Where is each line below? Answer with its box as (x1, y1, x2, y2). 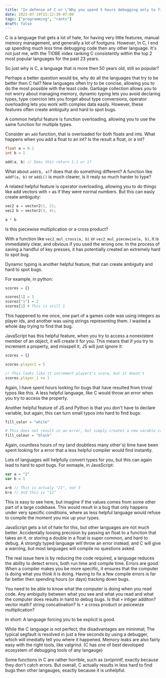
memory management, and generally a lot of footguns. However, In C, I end (5, 40, 158, 46)
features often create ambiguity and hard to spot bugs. (5, 107, 117, 113)
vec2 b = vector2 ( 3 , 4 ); (5, 208, 56, 213)
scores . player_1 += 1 (5, 375, 50, 380)
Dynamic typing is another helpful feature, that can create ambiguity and (5, 261, 153, 267)
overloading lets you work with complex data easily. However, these (5, 101, 143, 107)
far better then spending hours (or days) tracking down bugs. (5, 576, 130, 582)
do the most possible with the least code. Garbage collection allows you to (5, 85, 157, 92)
